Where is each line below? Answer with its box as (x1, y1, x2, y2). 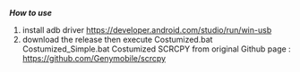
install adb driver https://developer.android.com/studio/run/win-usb (21, 25, 272, 35)
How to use (9, 8, 52, 18)
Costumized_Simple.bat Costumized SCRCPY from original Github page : (21, 44, 291, 54)
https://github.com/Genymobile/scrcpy (21, 53, 167, 63)
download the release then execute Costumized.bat (21, 35, 213, 44)
